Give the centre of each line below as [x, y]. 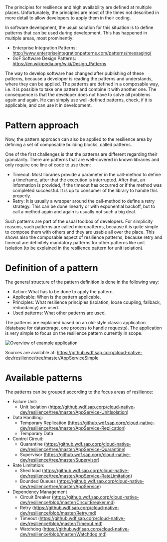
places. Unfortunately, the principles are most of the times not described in [82, 12]
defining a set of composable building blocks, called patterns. [69, 144]
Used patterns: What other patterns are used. [59, 313]
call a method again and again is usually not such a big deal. [74, 211]
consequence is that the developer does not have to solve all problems [78, 95]
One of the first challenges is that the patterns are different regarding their [82, 154]
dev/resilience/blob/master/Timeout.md [60, 524]
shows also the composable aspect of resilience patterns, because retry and [84, 237]
